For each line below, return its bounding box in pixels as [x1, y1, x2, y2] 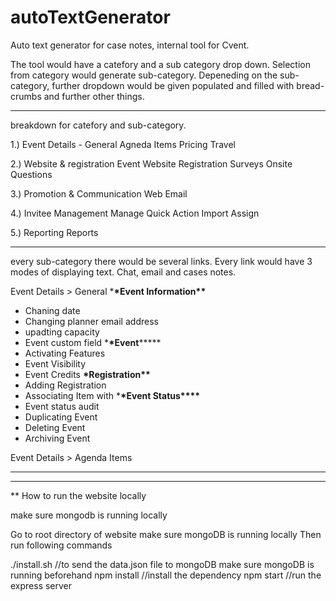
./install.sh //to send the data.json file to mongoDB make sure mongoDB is [10, 558, 315, 570]
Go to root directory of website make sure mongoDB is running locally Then [10, 528, 322, 540]
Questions [10, 168, 53, 180]
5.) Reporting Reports [10, 226, 99, 238]
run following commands [10, 539, 113, 551]
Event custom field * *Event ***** [24, 336, 162, 348]
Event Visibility [24, 357, 87, 370]
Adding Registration [24, 379, 107, 391]
